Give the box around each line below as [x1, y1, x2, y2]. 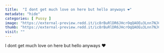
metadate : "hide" [5, 12, 41, 16]
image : [5, 20, 19, 26]
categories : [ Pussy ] [5, 16, 51, 21]
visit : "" [5, 29, 25, 34]
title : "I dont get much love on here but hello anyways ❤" [5, 7, 132, 12]
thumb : [5, 25, 19, 30]
